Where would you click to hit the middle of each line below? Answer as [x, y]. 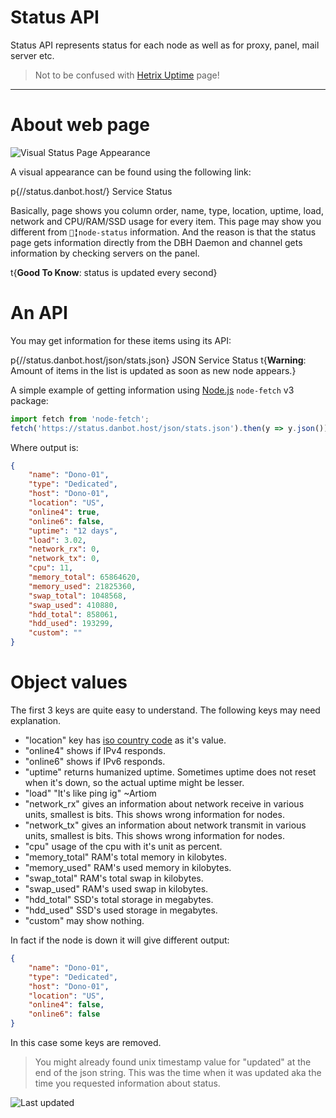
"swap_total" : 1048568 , [78, 596]
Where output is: [44, 447]
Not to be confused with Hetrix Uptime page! [127, 75]
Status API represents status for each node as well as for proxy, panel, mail [165, 45]
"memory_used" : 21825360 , [82, 586]
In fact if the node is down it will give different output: [120, 940]
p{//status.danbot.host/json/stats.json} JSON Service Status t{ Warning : [158, 360]
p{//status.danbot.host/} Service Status [91, 191]
